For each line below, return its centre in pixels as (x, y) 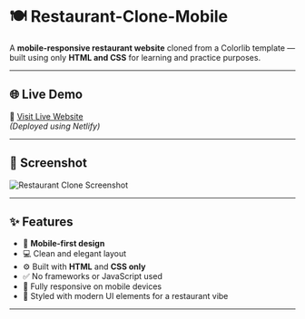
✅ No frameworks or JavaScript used (93, 276)
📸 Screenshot (49, 163)
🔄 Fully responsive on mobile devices (92, 286)
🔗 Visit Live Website (46, 116)
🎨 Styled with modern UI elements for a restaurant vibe (125, 296)
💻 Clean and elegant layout (74, 254)
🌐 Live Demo (46, 95)
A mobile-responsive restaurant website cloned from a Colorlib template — (152, 48)
